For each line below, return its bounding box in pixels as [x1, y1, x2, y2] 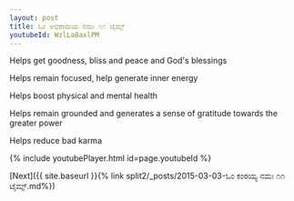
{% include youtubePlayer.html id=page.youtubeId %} [9, 153, 212, 164]
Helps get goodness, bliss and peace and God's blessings [9, 55, 228, 66]
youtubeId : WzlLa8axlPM [9, 30, 100, 39]
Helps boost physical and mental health [9, 90, 157, 101]
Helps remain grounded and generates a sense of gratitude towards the [9, 108, 279, 119]
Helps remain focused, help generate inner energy [9, 73, 198, 84]
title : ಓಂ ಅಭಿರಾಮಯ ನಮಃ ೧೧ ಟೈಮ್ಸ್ [9, 22, 126, 31]
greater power [9, 117, 63, 128]
